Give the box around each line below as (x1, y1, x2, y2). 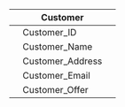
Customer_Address (22, 55, 103, 67)
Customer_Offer (22, 84, 89, 96)
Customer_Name (22, 41, 93, 52)
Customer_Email (22, 70, 90, 81)
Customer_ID (22, 27, 77, 38)
